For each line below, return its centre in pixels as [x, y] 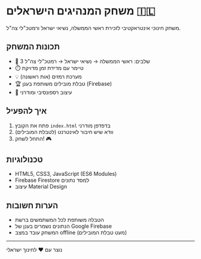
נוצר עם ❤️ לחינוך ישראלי [34, 250]
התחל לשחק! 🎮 [33, 138]
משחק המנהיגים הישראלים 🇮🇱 [81, 11]
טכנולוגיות [25, 159]
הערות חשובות [32, 205]
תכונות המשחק [33, 47]
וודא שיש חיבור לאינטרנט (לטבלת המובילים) [64, 132]
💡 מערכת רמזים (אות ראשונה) [48, 77]
